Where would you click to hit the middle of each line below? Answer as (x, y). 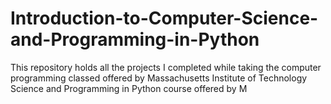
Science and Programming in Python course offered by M (129, 88)
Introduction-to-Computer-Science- (164, 18)
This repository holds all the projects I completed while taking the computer (166, 67)
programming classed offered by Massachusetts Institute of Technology (159, 78)
